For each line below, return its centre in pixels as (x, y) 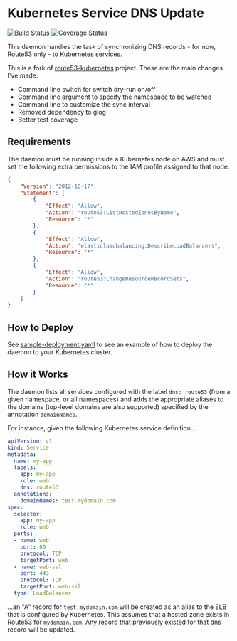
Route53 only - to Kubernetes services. (65, 54)
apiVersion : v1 (30, 441)
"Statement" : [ (43, 193)
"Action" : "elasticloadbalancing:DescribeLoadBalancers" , (133, 246)
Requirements (39, 142)
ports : (23, 534)
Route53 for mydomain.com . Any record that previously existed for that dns (115, 622)
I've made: (23, 75)
